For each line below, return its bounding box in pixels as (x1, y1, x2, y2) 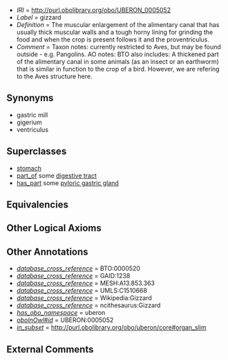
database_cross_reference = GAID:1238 (16, 272, 131, 280)
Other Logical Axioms (6, 222, 102, 234)
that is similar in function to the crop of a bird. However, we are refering (16, 65, 220, 73)
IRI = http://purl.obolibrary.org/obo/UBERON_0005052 (16, 6, 171, 14)
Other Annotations (6, 246, 88, 257)
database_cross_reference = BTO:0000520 (16, 264, 141, 273)
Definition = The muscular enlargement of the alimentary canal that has (16, 21, 220, 28)
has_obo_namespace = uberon (16, 309, 106, 317)
